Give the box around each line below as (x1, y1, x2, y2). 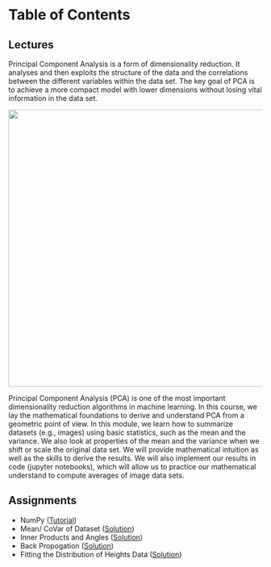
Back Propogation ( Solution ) (19, 540, 115, 550)
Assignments (8, 494, 77, 507)
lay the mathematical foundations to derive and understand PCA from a (8, 411, 244, 420)
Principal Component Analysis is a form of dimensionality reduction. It (8, 59, 240, 69)
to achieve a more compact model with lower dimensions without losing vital (8, 85, 262, 94)
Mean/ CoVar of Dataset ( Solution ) (19, 523, 135, 533)
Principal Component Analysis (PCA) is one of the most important (8, 394, 226, 402)
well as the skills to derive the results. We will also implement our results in (8, 453, 256, 463)
